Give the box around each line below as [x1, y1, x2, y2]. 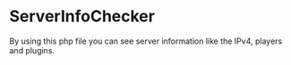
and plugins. [9, 45, 56, 55]
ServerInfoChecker [9, 6, 155, 27]
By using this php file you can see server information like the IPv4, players [9, 36, 283, 46]
